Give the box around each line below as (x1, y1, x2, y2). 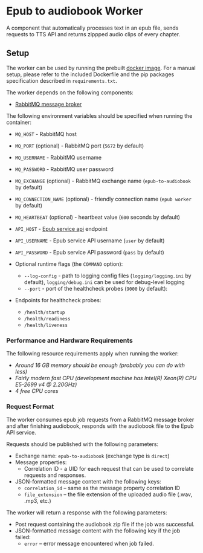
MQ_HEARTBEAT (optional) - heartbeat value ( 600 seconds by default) (14, 213, 180, 221)
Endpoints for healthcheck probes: (14, 296, 101, 303)
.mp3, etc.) (24, 497, 51, 505)
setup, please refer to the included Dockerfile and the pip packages (6, 71, 175, 78)
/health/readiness (24, 315, 71, 322)
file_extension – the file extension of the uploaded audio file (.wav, (24, 491, 193, 498)
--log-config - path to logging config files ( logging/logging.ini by (24, 272, 192, 279)
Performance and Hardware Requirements (6, 336, 133, 344)
